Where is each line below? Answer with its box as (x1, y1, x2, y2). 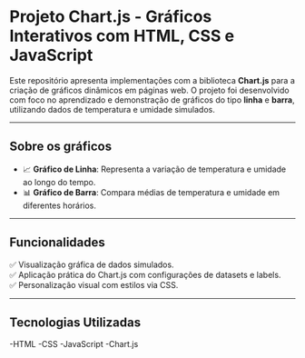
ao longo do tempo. (22, 176, 96, 187)
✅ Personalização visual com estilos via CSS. (9, 279, 179, 290)
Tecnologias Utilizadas (9, 314, 142, 330)
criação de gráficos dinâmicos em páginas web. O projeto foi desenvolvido (9, 85, 290, 95)
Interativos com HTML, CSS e (9, 25, 235, 46)
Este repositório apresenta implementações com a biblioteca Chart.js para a (9, 75, 295, 85)
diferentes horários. (22, 200, 97, 211)
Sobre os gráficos (9, 139, 112, 154)
